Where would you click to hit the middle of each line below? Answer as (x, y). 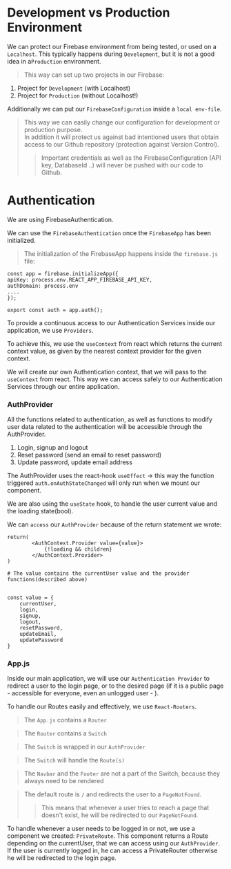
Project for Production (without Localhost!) (78, 95)
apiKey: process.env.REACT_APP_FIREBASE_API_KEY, (80, 280)
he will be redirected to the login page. (62, 858)
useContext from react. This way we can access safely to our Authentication (115, 379)
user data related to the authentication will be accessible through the (105, 427)
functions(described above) (48, 580)
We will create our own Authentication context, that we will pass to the (107, 372)
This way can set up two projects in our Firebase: (94, 75)
